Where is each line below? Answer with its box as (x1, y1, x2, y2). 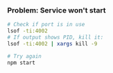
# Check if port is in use (7, 21, 85, 28)
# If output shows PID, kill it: (7, 34, 104, 41)
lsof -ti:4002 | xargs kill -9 (7, 40, 98, 47)
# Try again (7, 52, 42, 60)
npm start (7, 59, 36, 66)
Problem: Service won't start (7, 6, 106, 15)
